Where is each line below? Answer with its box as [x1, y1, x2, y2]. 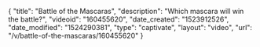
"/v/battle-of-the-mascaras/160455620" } [8, 31, 144, 40]
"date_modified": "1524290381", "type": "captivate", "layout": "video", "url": [8, 23, 253, 32]
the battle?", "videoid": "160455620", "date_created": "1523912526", [8, 15, 229, 24]
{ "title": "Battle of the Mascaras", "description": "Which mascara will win [8, 7, 244, 15]
